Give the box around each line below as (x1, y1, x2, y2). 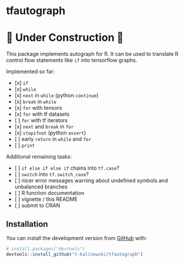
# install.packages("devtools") (6, 245, 85, 252)
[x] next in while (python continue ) (14, 92, 99, 99)
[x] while (14, 86, 36, 93)
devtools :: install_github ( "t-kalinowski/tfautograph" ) (6, 251, 143, 257)
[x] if (14, 79, 28, 86)
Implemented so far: (6, 68, 55, 75)
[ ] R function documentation (14, 190, 85, 197)
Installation (6, 219, 48, 229)
